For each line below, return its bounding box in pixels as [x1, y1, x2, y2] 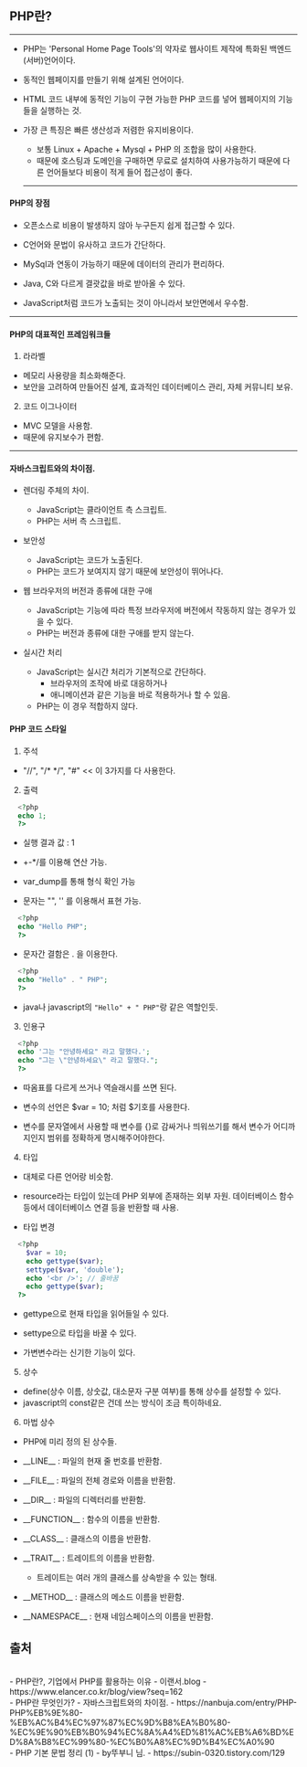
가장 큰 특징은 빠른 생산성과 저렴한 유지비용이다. [22, 124, 194, 135]
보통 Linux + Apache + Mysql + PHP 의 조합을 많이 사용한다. [36, 143, 257, 154]
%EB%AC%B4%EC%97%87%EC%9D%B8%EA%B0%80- [9, 1717, 231, 1728]
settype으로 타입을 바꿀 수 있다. [22, 1328, 137, 1338]
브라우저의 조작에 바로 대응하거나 [49, 678, 168, 689]
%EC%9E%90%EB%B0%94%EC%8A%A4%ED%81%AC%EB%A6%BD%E [9, 1726, 295, 1738]
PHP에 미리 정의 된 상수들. [22, 1436, 117, 1447]
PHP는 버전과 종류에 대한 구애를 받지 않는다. [36, 628, 195, 639]
